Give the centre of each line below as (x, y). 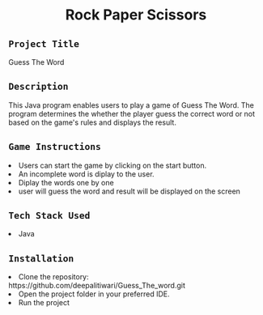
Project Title (44, 44)
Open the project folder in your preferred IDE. (94, 294)
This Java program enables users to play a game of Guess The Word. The (131, 105)
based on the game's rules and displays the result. (92, 122)
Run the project (45, 303)
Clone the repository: (54, 277)
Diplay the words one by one (67, 182)
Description (38, 87)
